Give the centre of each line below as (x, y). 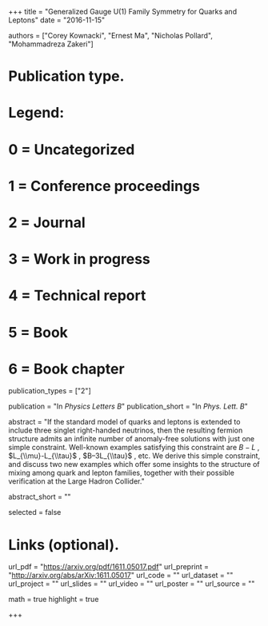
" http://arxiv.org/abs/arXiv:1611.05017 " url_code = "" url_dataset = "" (121, 576)
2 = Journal (47, 222)
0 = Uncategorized (72, 149)
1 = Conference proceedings (104, 186)
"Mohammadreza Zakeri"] (51, 44)
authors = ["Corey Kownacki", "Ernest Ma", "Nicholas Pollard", (111, 36)
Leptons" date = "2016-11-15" (57, 20)
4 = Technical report (77, 296)
